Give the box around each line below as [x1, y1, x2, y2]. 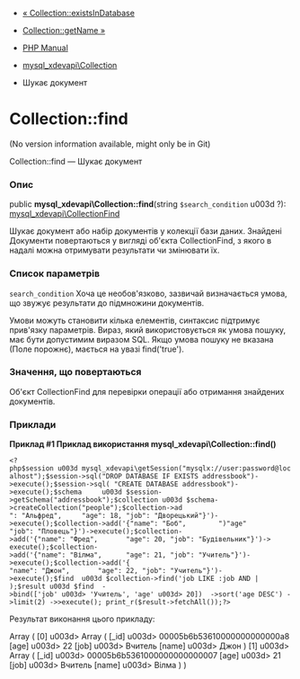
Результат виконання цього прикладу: [9, 613, 155, 624]
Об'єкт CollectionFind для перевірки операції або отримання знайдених [9, 386, 285, 397]
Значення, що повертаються [9, 366, 142, 379]
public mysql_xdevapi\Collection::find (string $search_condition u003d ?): [9, 199, 287, 210]
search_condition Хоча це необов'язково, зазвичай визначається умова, [9, 288, 287, 299]
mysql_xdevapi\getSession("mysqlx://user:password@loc [81, 464, 292, 473]
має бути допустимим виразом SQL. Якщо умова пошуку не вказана [9, 334, 274, 344]
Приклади [9, 418, 57, 431]
